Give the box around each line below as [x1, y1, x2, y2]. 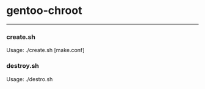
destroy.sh [6, 62, 40, 70]
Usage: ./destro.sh [6, 75, 53, 82]
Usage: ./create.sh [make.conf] [6, 47, 85, 54]
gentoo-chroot [6, 4, 82, 18]
